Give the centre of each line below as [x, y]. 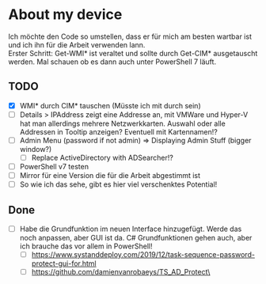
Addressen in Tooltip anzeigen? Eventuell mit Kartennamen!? [118, 131]
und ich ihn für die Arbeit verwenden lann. [77, 44]
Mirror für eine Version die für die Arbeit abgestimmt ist [110, 176]
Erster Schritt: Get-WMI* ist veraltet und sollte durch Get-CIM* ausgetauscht [133, 53]
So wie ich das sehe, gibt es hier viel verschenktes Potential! [118, 184]
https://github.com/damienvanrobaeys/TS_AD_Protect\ [121, 272]
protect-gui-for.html [64, 263]
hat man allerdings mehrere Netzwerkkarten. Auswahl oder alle [122, 123]
